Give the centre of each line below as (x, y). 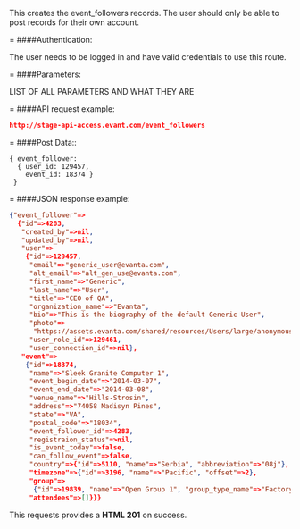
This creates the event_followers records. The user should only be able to (144, 13)
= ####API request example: (62, 109)
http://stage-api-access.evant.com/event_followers (107, 125)
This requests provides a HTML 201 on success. (98, 515)
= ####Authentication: (51, 40)
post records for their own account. (75, 22)
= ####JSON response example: (70, 198)
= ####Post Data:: (43, 142)
